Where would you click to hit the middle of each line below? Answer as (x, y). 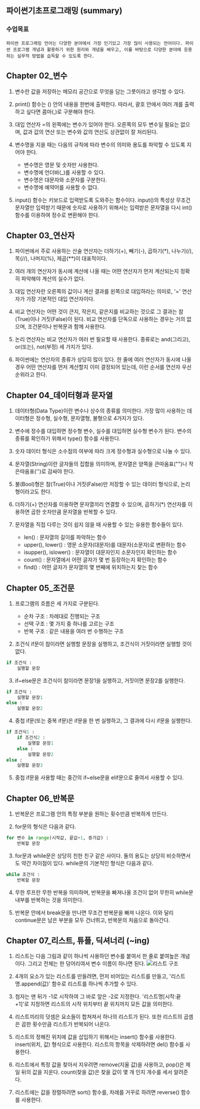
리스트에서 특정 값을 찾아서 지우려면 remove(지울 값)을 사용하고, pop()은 (99, 1065)
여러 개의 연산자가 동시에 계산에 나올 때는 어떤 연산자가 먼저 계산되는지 (97, 271)
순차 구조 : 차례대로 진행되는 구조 (62, 616)
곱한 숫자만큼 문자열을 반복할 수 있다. (74, 512)
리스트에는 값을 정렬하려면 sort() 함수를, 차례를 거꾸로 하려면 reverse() (97, 1092)
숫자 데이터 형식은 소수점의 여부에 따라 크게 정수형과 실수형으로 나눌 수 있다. (103, 452)
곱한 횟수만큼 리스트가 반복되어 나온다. (66, 1024)
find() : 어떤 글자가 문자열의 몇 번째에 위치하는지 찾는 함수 (91, 567)
